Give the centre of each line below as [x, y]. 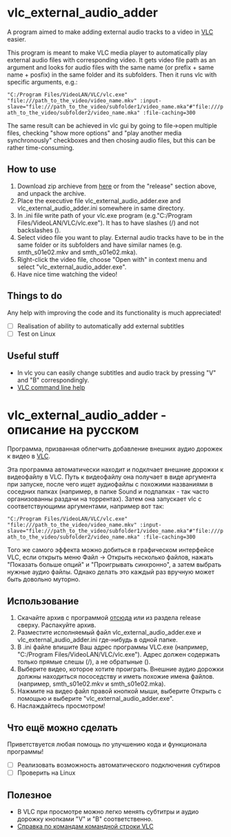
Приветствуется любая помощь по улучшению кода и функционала [107, 744]
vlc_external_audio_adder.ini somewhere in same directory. [101, 208]
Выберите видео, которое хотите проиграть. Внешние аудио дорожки [120, 669]
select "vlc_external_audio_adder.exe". [72, 267]
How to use [32, 170]
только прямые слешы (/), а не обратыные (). [84, 662]
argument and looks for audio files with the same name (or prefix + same [111, 67]
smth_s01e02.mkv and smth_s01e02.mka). [77, 252]
